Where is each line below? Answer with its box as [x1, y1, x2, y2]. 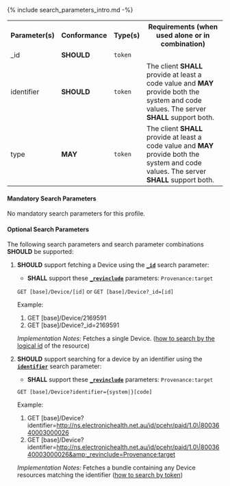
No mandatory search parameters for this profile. [7, 209, 146, 218]
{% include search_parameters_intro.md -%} [7, 6, 133, 14]
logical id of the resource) [16, 342, 90, 350]
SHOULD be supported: [7, 248, 74, 256]
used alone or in [156, 31, 210, 40]
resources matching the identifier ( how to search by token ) [16, 471, 183, 479]
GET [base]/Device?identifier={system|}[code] [16, 389, 153, 396]
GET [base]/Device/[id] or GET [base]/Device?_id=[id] [16, 287, 174, 296]
